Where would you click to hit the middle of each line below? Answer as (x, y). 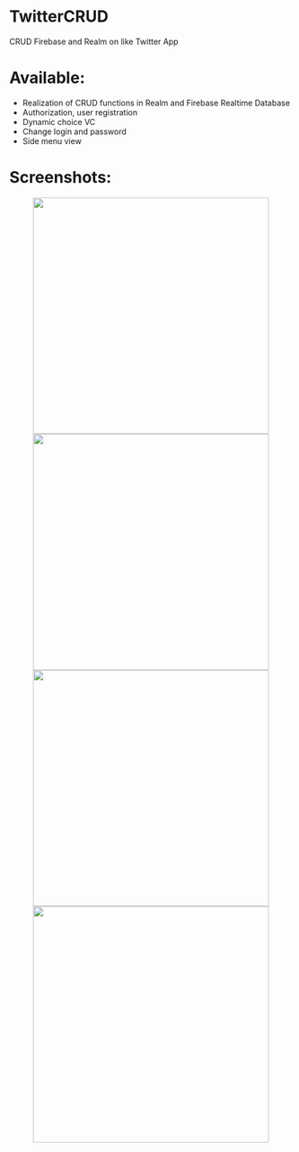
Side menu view (52, 140)
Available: (47, 78)
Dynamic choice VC (59, 121)
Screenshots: (61, 178)
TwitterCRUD (59, 17)
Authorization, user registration (79, 112)
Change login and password (75, 131)
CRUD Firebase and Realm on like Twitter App (94, 41)
